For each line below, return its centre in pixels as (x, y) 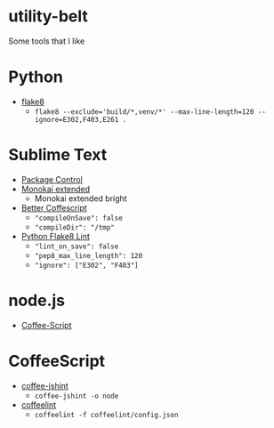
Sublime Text (58, 155)
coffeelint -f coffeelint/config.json (106, 415)
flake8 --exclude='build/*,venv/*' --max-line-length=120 (144, 112)
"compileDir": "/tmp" (74, 227)
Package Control (52, 179)
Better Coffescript (54, 207)
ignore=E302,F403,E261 (77, 119)
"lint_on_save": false (77, 246)
